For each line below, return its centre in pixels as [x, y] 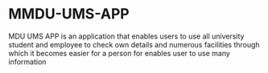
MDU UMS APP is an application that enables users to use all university [126, 36]
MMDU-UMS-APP [69, 14]
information [27, 62]
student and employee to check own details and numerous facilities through [134, 44]
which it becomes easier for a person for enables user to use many [120, 53]
